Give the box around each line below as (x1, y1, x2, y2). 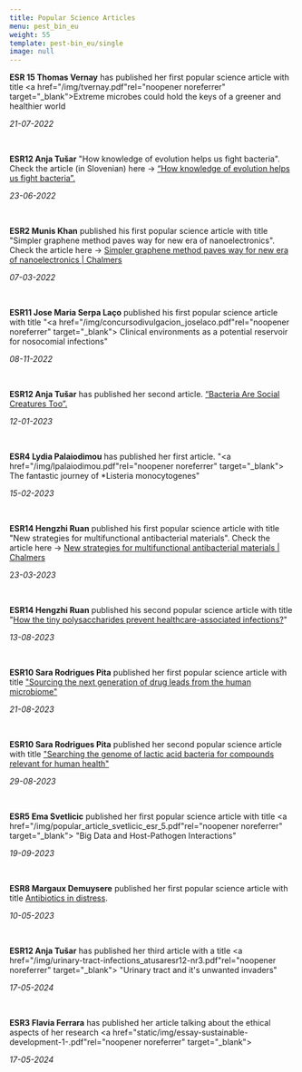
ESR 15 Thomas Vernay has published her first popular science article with (9, 72, 290, 83)
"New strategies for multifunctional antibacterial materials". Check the (9, 532, 270, 544)
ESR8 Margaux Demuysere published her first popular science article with (9, 883, 288, 894)
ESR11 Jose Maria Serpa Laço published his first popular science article (9, 307, 278, 318)
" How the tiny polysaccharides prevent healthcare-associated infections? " (9, 614, 288, 626)
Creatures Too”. (9, 398, 68, 409)
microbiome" (9, 687, 58, 697)
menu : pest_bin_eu (9, 22, 79, 31)
